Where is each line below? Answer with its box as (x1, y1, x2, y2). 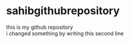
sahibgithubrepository (6, 4, 120, 18)
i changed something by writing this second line (6, 29, 124, 37)
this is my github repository (6, 24, 73, 31)
